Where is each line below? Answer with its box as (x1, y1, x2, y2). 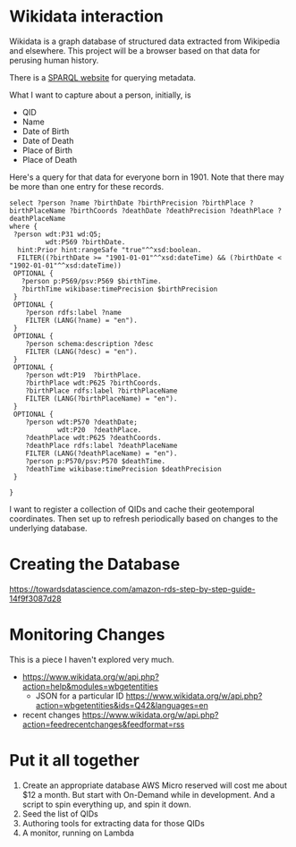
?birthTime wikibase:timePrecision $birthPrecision (21, 284, 218, 293)
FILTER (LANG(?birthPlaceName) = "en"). (25, 394, 178, 403)
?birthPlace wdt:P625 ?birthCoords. (25, 378, 163, 387)
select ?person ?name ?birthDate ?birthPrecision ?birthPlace (9, 199, 246, 208)
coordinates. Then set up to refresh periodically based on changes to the (9, 512, 279, 524)
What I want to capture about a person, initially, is (9, 89, 191, 100)
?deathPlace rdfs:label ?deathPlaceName (25, 441, 178, 450)
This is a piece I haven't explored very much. (9, 654, 174, 665)
